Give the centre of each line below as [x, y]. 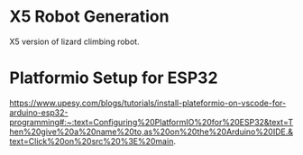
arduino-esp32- [39, 112]
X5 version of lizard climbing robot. [74, 41]
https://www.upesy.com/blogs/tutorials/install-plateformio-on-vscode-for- [148, 103]
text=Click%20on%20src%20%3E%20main [92, 141]
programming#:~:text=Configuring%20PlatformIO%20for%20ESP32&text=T [151, 122]
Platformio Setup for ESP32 [114, 78]
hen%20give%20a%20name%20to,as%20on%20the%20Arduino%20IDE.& [151, 132]
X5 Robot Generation [89, 17]
